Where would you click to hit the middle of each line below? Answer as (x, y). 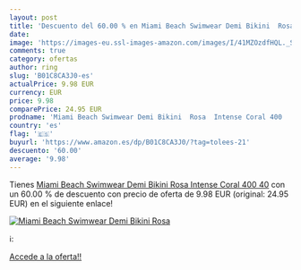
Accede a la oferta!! (46, 257)
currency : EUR (36, 92)
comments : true (38, 51)
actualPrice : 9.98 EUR (52, 84)
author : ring (34, 68)
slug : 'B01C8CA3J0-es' (52, 76)
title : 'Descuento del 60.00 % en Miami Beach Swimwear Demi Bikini (140, 26)
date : (19, 34)
